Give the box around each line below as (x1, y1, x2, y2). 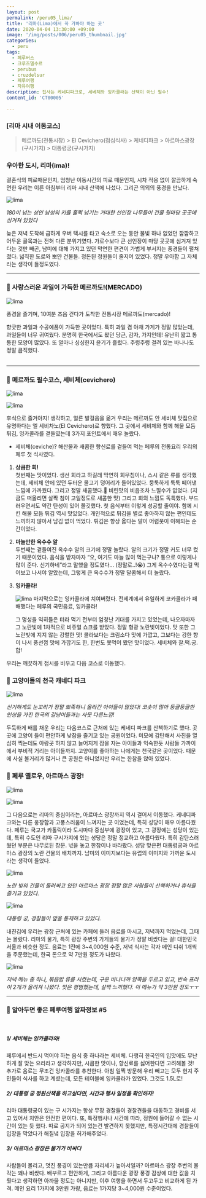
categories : (6, 37, 37, 44)
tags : (6, 49, 20, 55)
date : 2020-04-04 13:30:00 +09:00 (6, 26, 95, 33)
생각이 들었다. (17, 857, 51, 864)
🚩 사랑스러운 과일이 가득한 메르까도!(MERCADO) (6, 283, 143, 292)
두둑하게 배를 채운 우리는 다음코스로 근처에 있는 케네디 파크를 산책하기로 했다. (6, 724, 191, 731)
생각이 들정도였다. (17, 261, 61, 268)
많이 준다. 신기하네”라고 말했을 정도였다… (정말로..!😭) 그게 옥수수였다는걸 (15, 561, 193, 569)
